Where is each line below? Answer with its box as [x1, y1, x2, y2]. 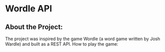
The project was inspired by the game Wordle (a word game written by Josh [5, 36, 160, 42]
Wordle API [5, 3, 53, 14]
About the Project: [5, 23, 63, 31]
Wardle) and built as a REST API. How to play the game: [5, 41, 118, 47]
